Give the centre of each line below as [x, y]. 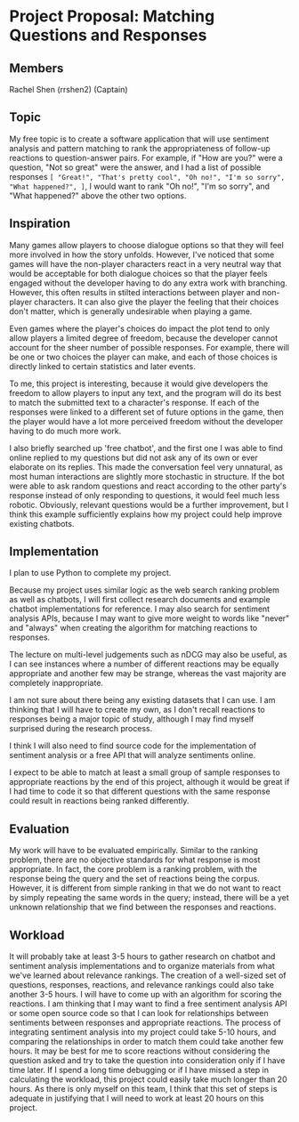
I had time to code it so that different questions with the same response [140, 791]
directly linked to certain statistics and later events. [102, 366]
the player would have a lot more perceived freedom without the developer [146, 421]
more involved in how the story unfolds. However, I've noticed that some [142, 254]
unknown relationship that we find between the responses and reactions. [143, 907]
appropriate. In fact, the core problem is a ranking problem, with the [133, 869]
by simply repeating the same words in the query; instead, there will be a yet [149, 898]
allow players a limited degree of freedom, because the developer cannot [144, 338]
